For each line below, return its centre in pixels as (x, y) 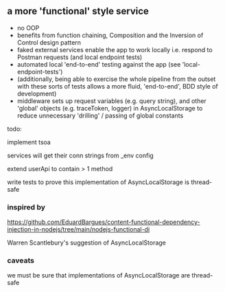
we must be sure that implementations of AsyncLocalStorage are (99, 276)
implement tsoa (29, 142)
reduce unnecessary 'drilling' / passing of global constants (100, 115)
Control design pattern (49, 42)
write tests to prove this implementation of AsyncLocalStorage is (98, 182)
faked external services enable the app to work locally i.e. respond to (115, 49)
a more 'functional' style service (78, 11)
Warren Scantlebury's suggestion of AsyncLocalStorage (87, 243)
